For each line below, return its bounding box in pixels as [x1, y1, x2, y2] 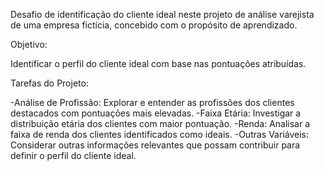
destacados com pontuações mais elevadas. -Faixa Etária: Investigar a [10, 107, 302, 119]
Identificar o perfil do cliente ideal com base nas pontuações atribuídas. [10, 58, 307, 69]
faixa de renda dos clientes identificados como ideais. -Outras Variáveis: [10, 129, 309, 140]
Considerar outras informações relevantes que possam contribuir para [10, 139, 301, 151]
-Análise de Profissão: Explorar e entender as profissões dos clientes [10, 97, 295, 108]
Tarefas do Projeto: [10, 77, 89, 89]
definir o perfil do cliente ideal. [10, 150, 137, 161]
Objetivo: [10, 39, 48, 50]
